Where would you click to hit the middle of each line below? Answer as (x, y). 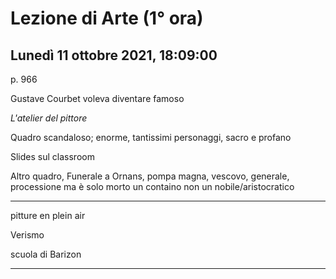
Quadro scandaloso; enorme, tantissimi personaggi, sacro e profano (151, 137)
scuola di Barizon (46, 254)
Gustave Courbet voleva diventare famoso (97, 98)
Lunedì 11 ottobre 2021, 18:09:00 (114, 55)
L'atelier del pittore (49, 118)
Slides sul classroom (52, 156)
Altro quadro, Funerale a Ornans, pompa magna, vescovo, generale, (150, 176)
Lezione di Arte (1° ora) (107, 18)
